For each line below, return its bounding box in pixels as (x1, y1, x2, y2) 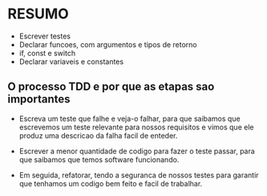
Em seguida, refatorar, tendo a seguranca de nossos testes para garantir (18, 170, 259, 180)
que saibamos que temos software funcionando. (18, 154, 180, 164)
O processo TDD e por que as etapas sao (7, 80, 215, 94)
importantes (7, 93, 71, 106)
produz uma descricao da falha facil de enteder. (18, 130, 178, 140)
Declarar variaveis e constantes (18, 57, 124, 66)
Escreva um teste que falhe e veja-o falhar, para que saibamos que (18, 114, 241, 123)
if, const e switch (18, 48, 76, 58)
